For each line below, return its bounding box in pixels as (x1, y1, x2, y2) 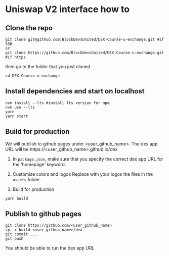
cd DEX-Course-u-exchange (5, 73, 60, 78)
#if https (5, 55, 26, 60)
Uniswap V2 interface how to (5, 4, 130, 15)
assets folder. (12, 176, 41, 182)
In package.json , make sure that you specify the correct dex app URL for (12, 156, 163, 162)
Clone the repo (5, 24, 53, 32)
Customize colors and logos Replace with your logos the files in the (12, 171, 153, 177)
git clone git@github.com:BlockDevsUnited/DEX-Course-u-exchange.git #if (5, 37, 164, 42)
